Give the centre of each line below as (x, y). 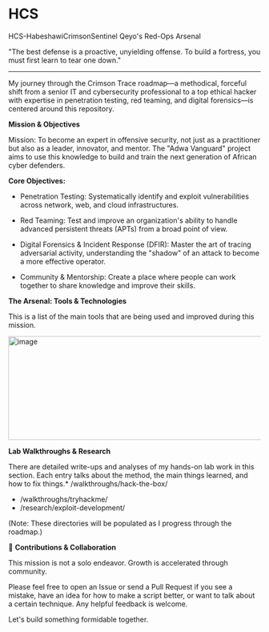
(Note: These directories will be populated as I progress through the (120, 523)
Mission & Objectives (44, 124)
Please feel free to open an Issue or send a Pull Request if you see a (120, 586)
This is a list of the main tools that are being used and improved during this (131, 316)
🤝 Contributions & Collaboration (62, 547)
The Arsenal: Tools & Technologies (67, 300)
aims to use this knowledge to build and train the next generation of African (133, 156)
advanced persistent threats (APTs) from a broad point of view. (124, 228)
